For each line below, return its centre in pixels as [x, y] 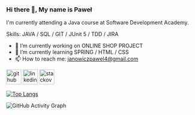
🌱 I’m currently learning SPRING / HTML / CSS [72, 52]
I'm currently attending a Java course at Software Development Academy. [97, 23]
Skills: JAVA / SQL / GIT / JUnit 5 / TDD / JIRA [62, 34]
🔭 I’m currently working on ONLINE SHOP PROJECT [79, 46]
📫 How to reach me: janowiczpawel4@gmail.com [76, 59]
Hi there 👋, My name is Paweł [49, 10]
